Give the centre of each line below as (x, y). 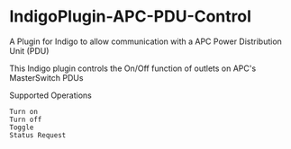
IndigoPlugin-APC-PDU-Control (131, 17)
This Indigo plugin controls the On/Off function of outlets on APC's (133, 68)
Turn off (26, 119)
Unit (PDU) (29, 50)
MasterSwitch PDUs (46, 77)
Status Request (38, 135)
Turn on (24, 111)
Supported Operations (51, 95)
